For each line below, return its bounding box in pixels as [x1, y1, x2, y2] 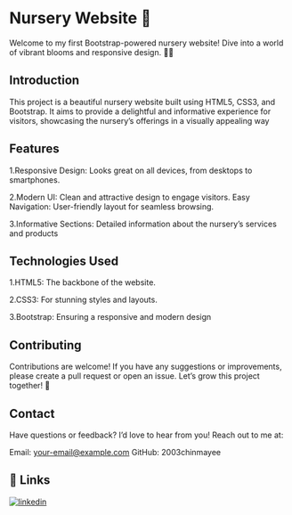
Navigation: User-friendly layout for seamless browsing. [9, 200, 215, 212]
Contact [9, 405, 55, 421]
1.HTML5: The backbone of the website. [9, 277, 156, 288]
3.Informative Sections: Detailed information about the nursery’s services [9, 218, 278, 229]
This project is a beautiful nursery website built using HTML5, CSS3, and [9, 96, 276, 107]
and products [9, 227, 59, 239]
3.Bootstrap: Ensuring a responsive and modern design [9, 312, 212, 323]
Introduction [9, 73, 80, 88]
